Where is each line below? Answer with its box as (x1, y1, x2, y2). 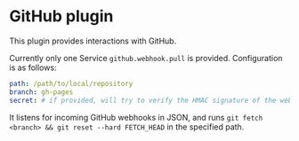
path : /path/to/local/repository (9, 79, 133, 88)
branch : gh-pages (9, 87, 74, 97)
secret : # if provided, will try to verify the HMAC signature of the (9, 96, 277, 105)
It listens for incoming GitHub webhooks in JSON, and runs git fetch (9, 112, 263, 122)
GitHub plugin (9, 6, 114, 27)
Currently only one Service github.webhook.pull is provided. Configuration (9, 52, 283, 63)
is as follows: (9, 62, 57, 73)
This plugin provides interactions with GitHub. (9, 35, 177, 46)
